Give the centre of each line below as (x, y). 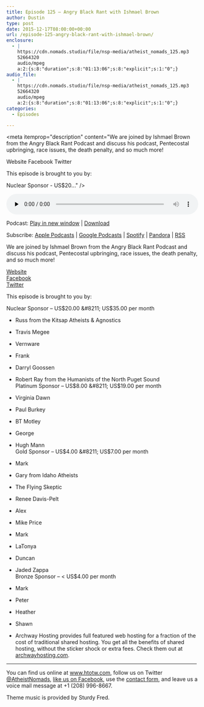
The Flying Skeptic (39, 487)
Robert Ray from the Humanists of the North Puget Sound (87, 379)
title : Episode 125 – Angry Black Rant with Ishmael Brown (83, 12)
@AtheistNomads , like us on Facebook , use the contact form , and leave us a (102, 680)
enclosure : (20, 40)
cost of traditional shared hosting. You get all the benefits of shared (100, 642)
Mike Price (29, 522)
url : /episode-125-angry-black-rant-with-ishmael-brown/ (80, 35)
